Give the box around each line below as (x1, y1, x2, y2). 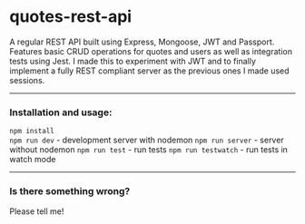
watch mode (9, 154, 56, 165)
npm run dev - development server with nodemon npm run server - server (9, 134, 284, 146)
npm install (9, 127, 54, 136)
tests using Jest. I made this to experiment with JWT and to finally (9, 55, 257, 66)
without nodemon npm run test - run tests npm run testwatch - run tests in (9, 144, 289, 155)
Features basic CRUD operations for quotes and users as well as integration (9, 45, 293, 56)
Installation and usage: (9, 106, 113, 119)
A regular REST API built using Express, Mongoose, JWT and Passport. (9, 36, 275, 47)
